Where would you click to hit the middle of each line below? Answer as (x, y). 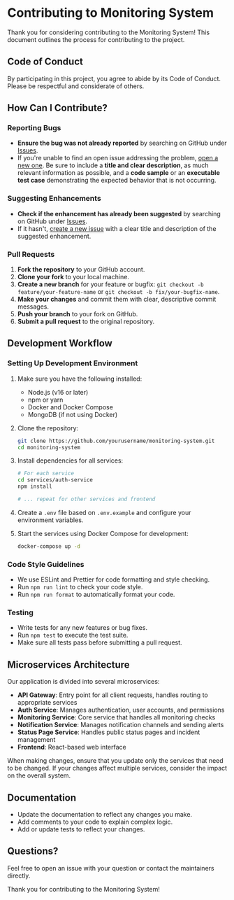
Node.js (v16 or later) (58, 392)
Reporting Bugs (34, 128)
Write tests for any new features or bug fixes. (82, 628)
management (36, 740)
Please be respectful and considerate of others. (76, 86)
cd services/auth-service (55, 480)
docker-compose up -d (49, 546)
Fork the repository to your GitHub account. (81, 269)
